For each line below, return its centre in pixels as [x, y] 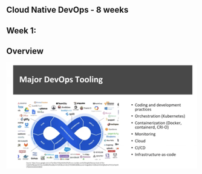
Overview [25, 51]
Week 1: [21, 31]
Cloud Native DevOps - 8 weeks [67, 10]
